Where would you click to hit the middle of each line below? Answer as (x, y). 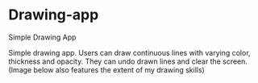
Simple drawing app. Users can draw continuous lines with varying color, (130, 52)
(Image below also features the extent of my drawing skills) (107, 69)
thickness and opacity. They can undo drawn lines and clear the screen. (128, 61)
